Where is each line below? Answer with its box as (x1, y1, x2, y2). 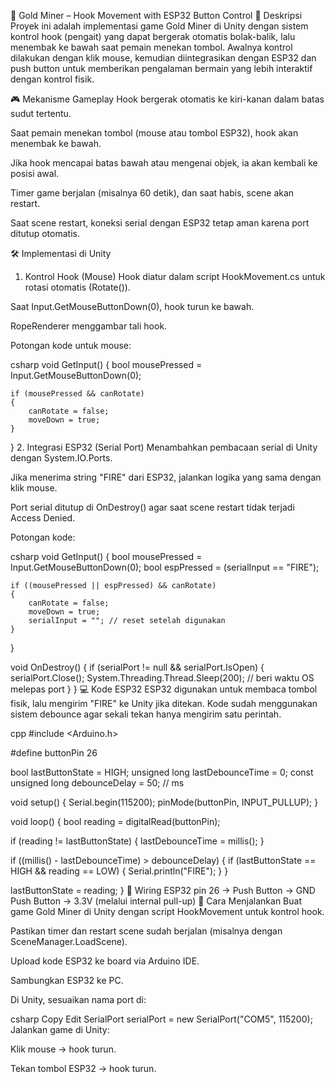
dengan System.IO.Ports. (10, 452, 113, 464)
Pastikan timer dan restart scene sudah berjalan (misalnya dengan (10, 925, 283, 937)
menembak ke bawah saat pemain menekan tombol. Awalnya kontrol (10, 41, 293, 53)
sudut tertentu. (10, 108, 72, 119)
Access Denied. (10, 512, 76, 524)
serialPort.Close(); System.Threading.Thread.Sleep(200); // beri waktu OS (10, 672, 315, 684)
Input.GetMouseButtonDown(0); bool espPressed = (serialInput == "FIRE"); (10, 561, 320, 573)
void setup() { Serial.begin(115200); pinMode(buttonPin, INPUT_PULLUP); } (10, 796, 319, 808)
